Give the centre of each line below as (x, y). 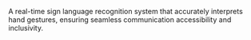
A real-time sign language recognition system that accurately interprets (126, 11)
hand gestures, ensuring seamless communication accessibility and (120, 20)
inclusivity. (26, 28)
